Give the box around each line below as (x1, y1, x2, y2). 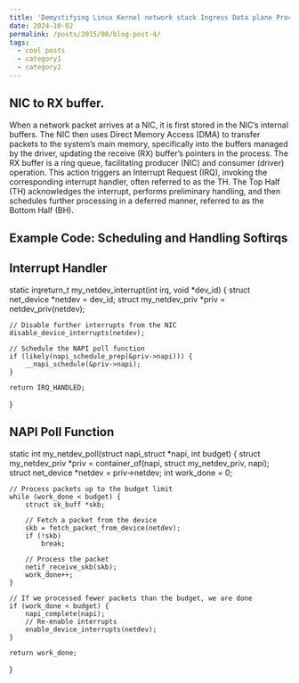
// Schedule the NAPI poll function (9, 344, 145, 353)
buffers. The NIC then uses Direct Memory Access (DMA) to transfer (9, 128, 261, 139)
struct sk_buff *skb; (25, 500, 105, 509)
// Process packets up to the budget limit (9, 484, 174, 493)
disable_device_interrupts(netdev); (9, 328, 145, 337)
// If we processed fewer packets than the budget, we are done (9, 594, 253, 603)
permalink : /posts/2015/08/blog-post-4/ (9, 29, 162, 38)
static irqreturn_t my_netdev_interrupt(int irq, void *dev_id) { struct (9, 284, 251, 295)
